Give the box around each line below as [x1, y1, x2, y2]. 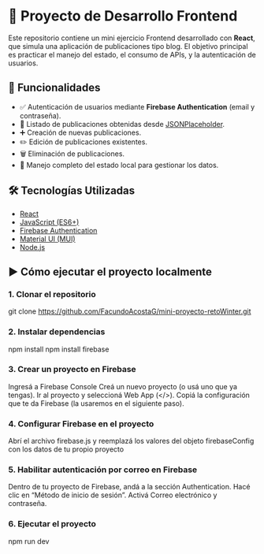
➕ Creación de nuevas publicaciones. [19, 128, 142, 137]
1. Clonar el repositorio [8, 288, 96, 299]
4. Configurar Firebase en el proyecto [8, 418, 154, 429]
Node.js [19, 242, 46, 251]
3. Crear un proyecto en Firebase [8, 364, 136, 375]
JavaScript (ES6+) [19, 217, 80, 227]
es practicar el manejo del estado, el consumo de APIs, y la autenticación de [8, 50, 256, 59]
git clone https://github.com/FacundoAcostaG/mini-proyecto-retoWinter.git [8, 307, 251, 316]
